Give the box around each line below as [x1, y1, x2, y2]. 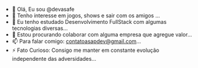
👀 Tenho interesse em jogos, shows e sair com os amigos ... [11, 12, 160, 19]
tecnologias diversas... [11, 24, 68, 32]
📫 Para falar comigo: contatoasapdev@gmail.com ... [11, 38, 141, 45]
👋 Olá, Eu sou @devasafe [11, 6, 75, 13]
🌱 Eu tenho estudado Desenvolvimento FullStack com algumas [11, 18, 167, 25]
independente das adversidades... [11, 55, 97, 62]
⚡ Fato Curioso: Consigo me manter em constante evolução [11, 47, 160, 54]
